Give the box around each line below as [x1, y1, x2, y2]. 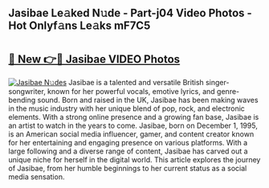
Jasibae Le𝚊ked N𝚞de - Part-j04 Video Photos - [8, 6, 253, 20]
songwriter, [8, 87, 46, 96]
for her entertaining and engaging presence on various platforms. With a [8, 138, 248, 147]
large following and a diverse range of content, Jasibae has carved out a [8, 146, 248, 156]
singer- [205, 78, 230, 87]
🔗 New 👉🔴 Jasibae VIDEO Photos [8, 52, 181, 66]
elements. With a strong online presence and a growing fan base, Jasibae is [8, 112, 259, 121]
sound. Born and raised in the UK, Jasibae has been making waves [37, 96, 259, 104]
